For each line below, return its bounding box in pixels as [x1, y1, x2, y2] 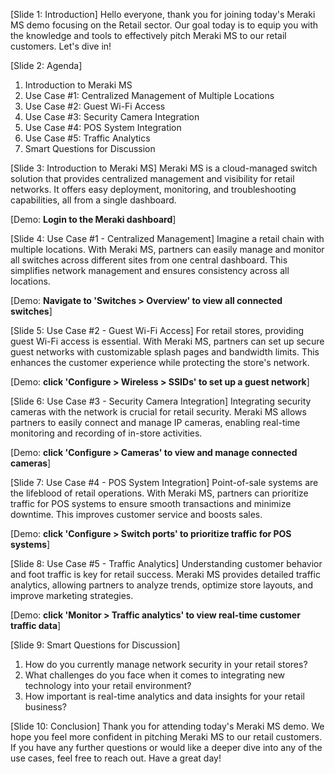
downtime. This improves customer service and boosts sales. [10, 509, 263, 520]
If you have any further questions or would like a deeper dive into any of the [10, 742, 323, 753]
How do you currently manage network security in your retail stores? [24, 659, 308, 670]
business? [24, 701, 67, 713]
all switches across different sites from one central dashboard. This [10, 254, 288, 266]
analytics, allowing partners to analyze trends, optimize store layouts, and [10, 579, 314, 591]
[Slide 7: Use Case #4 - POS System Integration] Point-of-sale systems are [10, 477, 319, 488]
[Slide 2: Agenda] [10, 60, 83, 71]
